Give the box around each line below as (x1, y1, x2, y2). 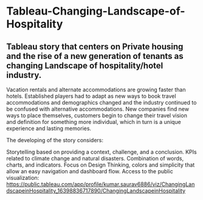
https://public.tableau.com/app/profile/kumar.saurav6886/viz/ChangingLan (6, 181, 195, 188)
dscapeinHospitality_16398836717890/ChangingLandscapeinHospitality (6, 187, 186, 194)
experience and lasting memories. (6, 125, 92, 132)
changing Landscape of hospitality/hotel (6, 60, 163, 71)
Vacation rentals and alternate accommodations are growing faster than (6, 86, 186, 93)
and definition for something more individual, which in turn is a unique (6, 119, 181, 125)
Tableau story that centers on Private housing (6, 41, 184, 52)
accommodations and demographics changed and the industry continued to (6, 99, 197, 106)
